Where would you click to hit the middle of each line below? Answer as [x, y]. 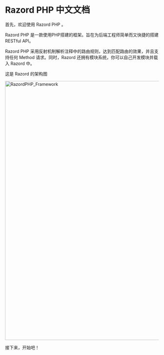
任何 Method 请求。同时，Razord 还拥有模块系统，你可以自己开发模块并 [81, 57]
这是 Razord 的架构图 [26, 74]
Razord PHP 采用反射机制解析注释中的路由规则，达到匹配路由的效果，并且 [80, 51]
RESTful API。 [19, 41]
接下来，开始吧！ [22, 347]
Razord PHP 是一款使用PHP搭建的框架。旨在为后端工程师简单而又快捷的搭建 [82, 35]
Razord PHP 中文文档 [48, 10]
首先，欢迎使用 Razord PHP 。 [35, 24]
